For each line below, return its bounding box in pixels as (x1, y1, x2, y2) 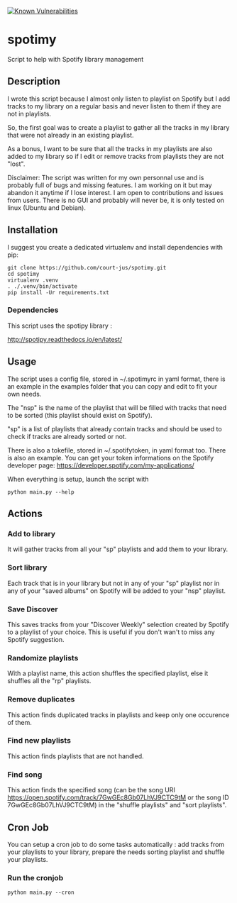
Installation (7, 224, 58, 236)
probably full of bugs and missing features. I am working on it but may (7, 181, 212, 189)
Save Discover (7, 604, 58, 614)
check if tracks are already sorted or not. (7, 432, 127, 441)
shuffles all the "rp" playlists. (7, 677, 92, 685)
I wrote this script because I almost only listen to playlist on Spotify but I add (7, 94, 231, 103)
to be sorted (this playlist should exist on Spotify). (7, 411, 153, 419)
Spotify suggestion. (7, 635, 65, 643)
